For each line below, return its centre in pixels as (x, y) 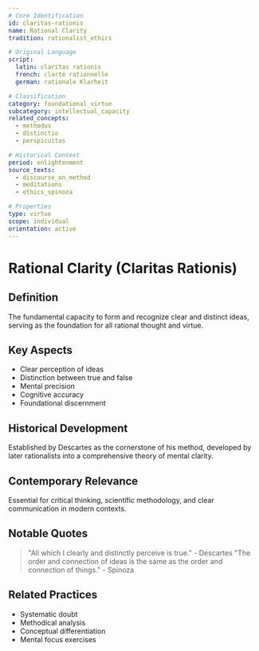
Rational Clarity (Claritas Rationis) (123, 268)
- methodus (33, 126)
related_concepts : (39, 119)
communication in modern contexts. (67, 508)
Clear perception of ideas (61, 369)
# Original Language (43, 53)
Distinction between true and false (76, 378)
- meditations (39, 185)
